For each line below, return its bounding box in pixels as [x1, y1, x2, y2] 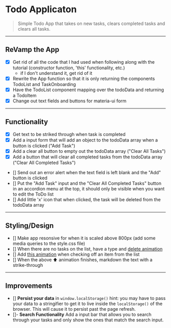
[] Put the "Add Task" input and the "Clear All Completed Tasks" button [12, 180, 162, 186]
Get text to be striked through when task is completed [12, 131, 126, 137]
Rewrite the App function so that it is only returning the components [12, 75, 155, 81]
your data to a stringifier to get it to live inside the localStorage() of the [12, 300, 163, 307]
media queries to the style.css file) [12, 240, 85, 247]
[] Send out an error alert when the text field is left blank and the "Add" [12, 170, 161, 176]
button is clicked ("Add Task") [12, 143, 75, 149]
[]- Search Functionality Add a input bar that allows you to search [12, 311, 152, 317]
